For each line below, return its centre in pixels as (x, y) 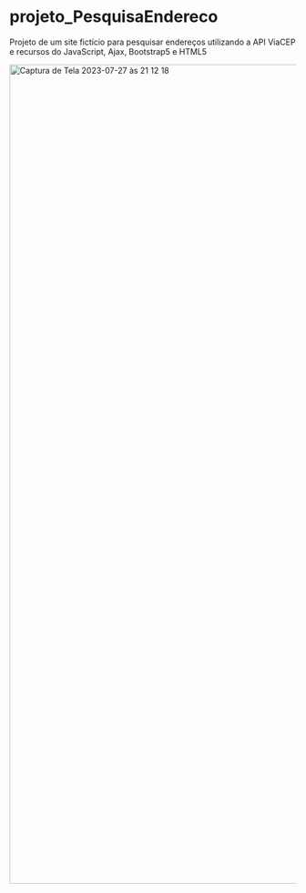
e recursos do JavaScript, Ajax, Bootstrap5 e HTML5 (108, 51)
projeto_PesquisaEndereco (114, 17)
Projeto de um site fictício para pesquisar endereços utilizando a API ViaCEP (153, 42)
